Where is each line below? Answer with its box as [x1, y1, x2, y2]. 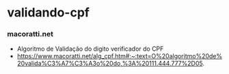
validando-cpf [7, 5, 90, 21]
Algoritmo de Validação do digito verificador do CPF [16, 45, 164, 53]
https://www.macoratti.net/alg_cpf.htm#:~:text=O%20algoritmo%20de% [16, 52, 223, 60]
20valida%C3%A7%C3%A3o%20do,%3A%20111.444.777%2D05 [16, 60, 203, 68]
